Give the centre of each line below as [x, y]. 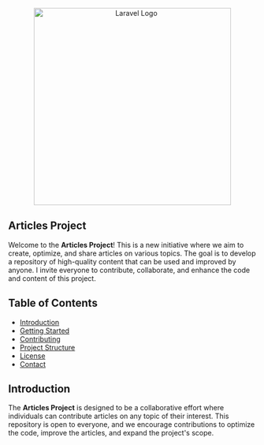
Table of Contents [53, 303]
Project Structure [47, 347]
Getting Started [44, 331]
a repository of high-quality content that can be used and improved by [122, 261]
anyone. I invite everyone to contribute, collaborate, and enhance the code [129, 270]
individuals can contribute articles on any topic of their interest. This [119, 416]
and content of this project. [52, 278]
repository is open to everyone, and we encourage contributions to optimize [132, 424]
